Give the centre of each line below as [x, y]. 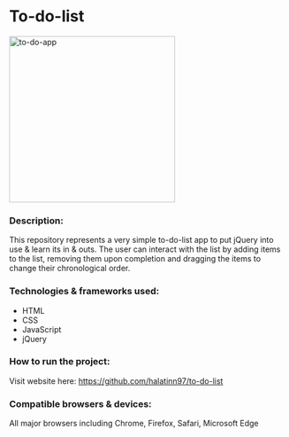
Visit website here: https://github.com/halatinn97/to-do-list [116, 381]
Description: [36, 221]
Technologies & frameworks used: [84, 292]
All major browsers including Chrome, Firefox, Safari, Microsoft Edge [134, 424]
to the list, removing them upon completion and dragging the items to [135, 259]
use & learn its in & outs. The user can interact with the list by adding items [145, 249]
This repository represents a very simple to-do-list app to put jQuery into [141, 240]
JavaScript [42, 329]
